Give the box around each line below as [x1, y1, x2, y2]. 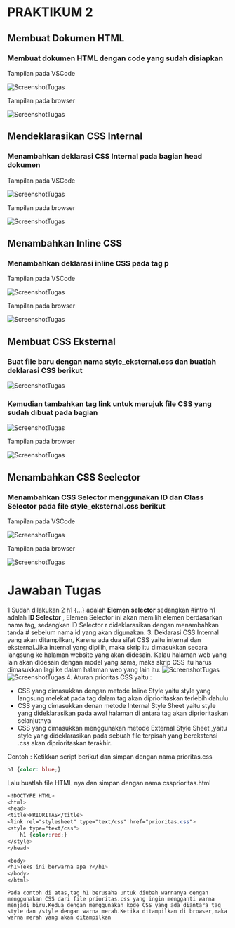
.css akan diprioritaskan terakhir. [17, 738, 112, 747]
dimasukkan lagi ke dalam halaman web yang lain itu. [7, 665, 161, 674]
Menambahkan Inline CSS [7, 237, 123, 249]
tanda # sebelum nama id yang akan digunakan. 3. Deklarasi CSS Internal [7, 628, 220, 636]
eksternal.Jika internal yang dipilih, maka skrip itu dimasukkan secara [7, 643, 208, 651]
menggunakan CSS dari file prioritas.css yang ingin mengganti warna [7, 896, 215, 903]
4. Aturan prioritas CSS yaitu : [66, 672, 152, 681]
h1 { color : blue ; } [7, 766, 61, 773]
